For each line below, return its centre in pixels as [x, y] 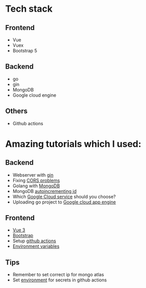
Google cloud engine [34, 95]
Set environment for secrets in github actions [60, 280]
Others [16, 111]
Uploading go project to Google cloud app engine [64, 202]
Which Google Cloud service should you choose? [64, 196]
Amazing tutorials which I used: [73, 144]
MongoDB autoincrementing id [45, 191]
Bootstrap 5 [25, 51]
